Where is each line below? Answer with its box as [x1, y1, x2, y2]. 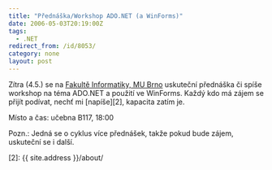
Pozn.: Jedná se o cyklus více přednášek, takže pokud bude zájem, [8, 128, 234, 138]
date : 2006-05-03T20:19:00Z [8, 20, 104, 28]
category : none [8, 50, 60, 58]
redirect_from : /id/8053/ [8, 42, 96, 50]
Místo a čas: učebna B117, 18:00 [8, 112, 114, 122]
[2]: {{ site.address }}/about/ [8, 152, 104, 163]
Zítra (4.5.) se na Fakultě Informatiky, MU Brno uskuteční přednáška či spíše [8, 79, 262, 89]
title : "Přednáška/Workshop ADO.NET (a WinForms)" [8, 11, 183, 20]
